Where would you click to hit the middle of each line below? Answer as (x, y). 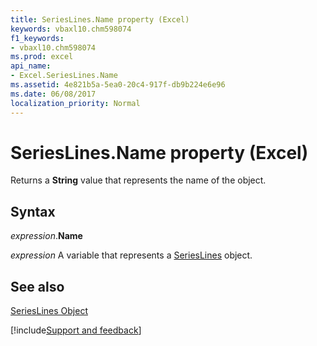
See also (37, 286)
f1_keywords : (37, 38)
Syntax (33, 211)
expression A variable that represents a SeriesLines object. (131, 255)
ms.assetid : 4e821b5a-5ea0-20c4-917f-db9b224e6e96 (118, 85)
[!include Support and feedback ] (76, 330)
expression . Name (46, 236)
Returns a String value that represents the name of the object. (138, 180)
